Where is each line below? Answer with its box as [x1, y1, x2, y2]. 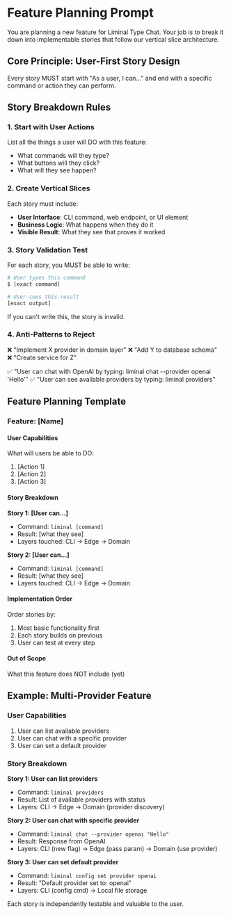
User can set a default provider [17, 741, 106, 750]
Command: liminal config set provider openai [17, 871, 157, 880]
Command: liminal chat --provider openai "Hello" [17, 829, 169, 838]
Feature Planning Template [7, 396, 127, 407]
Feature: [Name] [7, 416, 64, 426]
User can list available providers [17, 727, 110, 735]
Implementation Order [7, 594, 73, 603]
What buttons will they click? [17, 159, 99, 168]
